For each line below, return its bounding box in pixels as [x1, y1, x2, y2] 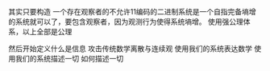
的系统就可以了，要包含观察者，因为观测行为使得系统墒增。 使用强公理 [8, 17, 243, 26]
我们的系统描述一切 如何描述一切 [15, 54, 123, 63]
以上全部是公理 [22, 27, 73, 36]
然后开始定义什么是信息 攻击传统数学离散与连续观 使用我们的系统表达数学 [8, 44, 252, 53]
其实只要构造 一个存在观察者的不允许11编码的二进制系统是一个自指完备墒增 [8, 7, 256, 16]
